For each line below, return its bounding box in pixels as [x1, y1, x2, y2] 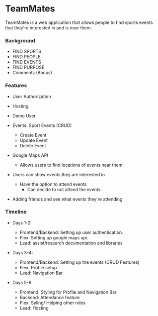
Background [5, 37, 36, 44]
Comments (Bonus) [12, 70, 52, 76]
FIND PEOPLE [12, 54, 41, 60]
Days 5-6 [12, 279, 32, 285]
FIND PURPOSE [12, 64, 45, 70]
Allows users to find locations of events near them [19, 162, 123, 168]
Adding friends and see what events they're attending [12, 196, 123, 202]
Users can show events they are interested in [12, 171, 105, 177]
